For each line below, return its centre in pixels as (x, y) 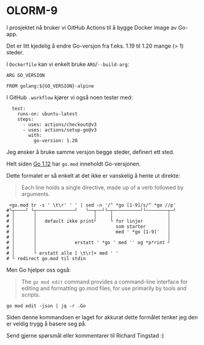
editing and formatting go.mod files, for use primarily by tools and (104, 288)
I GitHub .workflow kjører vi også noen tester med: (70, 97)
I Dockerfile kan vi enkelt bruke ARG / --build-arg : (68, 64)
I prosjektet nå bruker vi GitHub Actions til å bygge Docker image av (92, 27)
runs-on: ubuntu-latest (48, 114)
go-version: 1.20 (56, 140)
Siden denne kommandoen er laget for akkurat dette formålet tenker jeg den (102, 317)
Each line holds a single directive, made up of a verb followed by (102, 187)
